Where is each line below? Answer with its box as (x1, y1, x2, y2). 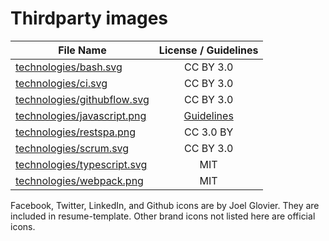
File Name (58, 43, 107, 57)
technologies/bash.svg (15, 60, 123, 74)
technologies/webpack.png (15, 173, 144, 187)
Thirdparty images (10, 7, 169, 30)
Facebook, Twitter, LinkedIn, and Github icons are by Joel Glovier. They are (10, 199, 320, 211)
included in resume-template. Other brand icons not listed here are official (10, 210, 316, 222)
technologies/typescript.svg (15, 157, 148, 171)
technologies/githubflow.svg (15, 92, 150, 106)
